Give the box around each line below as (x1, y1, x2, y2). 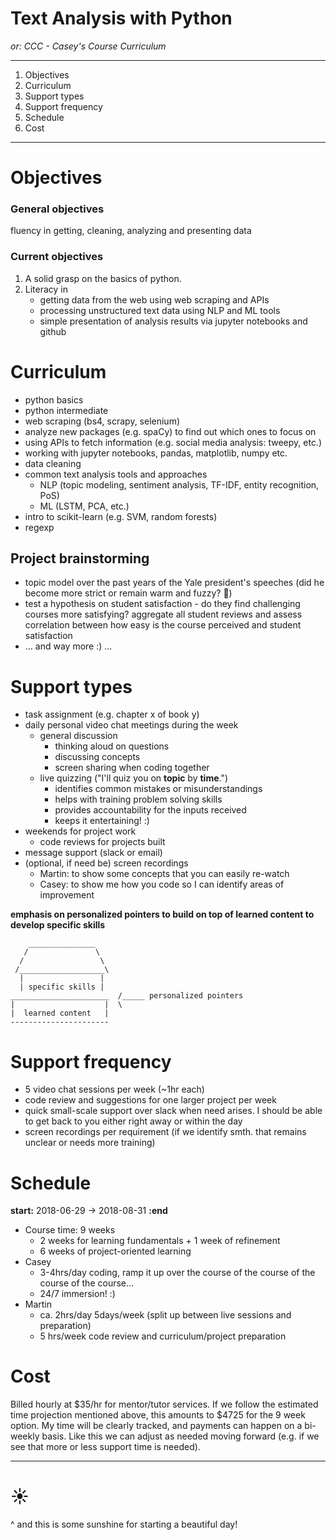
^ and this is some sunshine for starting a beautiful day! (10, 1518, 238, 1531)
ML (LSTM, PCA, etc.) (39, 500, 130, 512)
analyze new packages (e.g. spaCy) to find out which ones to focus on (24, 425, 317, 437)
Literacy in (24, 283, 69, 295)
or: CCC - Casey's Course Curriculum (10, 40, 167, 52)
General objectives (10, 202, 105, 216)
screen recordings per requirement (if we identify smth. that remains (24, 1126, 307, 1138)
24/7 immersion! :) (39, 1288, 116, 1300)
